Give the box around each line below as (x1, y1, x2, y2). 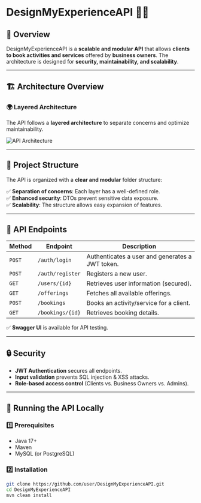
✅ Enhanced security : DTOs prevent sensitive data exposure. (6, 194, 159, 202)
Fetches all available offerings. (86, 289, 172, 298)
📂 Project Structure (6, 160, 79, 170)
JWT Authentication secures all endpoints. (14, 367, 123, 375)
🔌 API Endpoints (6, 224, 68, 235)
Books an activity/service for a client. (86, 299, 190, 307)
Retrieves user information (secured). (86, 279, 191, 288)
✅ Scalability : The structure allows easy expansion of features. (6, 201, 163, 208)
